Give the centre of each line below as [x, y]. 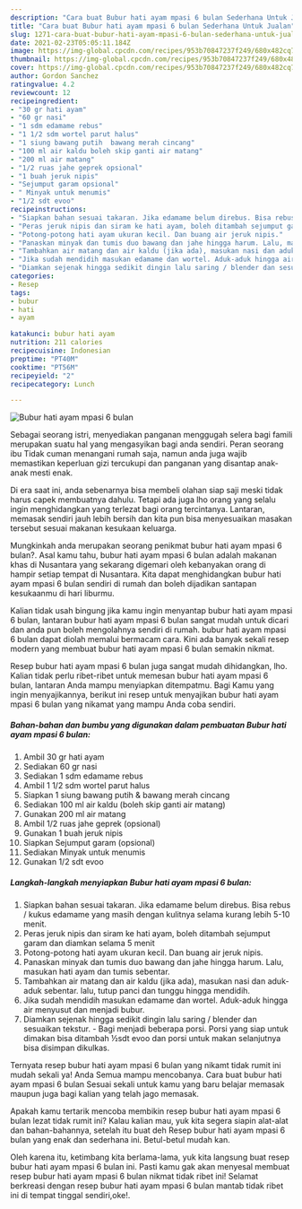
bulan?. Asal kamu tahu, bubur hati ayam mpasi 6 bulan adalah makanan [143, 555]
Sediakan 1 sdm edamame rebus [83, 776]
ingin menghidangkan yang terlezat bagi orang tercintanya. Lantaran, [138, 509]
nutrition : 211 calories [56, 343]
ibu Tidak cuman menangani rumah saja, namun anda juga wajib [129, 454]
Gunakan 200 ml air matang [74, 814]
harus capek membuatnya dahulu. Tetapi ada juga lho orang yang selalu [143, 500]
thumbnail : [30, 59]
